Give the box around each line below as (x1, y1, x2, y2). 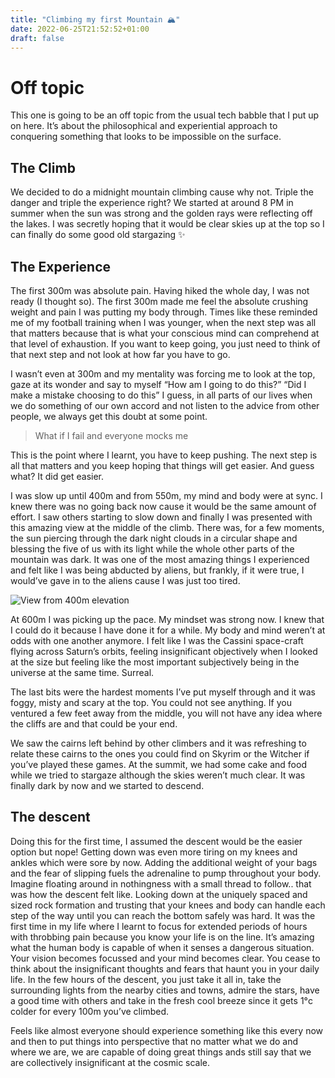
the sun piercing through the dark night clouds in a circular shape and (10, 532, 298, 544)
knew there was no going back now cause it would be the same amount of (10, 500, 317, 512)
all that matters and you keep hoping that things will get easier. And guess (10, 459, 315, 471)
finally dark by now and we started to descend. (10, 779, 205, 791)
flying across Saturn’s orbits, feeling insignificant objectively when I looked (10, 645, 318, 657)
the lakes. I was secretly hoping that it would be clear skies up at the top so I (10, 218, 325, 230)
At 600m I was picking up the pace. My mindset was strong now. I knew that (10, 613, 325, 625)
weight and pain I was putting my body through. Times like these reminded (10, 306, 318, 318)
